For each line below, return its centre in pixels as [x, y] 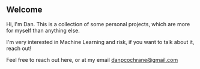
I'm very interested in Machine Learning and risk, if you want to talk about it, [100, 42]
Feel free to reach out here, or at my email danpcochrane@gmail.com [92, 59]
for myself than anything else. [43, 30]
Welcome [24, 10]
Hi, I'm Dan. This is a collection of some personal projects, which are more [98, 24]
